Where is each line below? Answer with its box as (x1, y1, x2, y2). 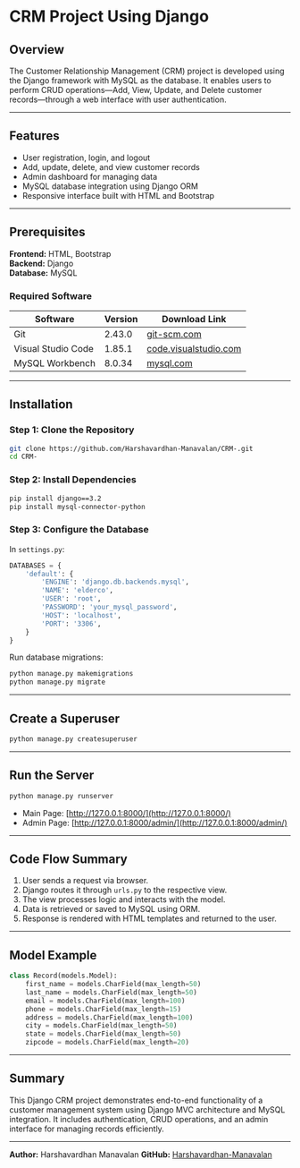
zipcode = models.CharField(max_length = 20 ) (25, 1038, 190, 1047)
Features (9, 128, 60, 144)
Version (104, 312, 138, 325)
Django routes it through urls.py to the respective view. (21, 884, 228, 896)
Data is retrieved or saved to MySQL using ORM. (21, 904, 201, 915)
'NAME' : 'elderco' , (41, 586, 114, 595)
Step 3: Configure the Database (9, 524, 149, 536)
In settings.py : (9, 543, 65, 554)
